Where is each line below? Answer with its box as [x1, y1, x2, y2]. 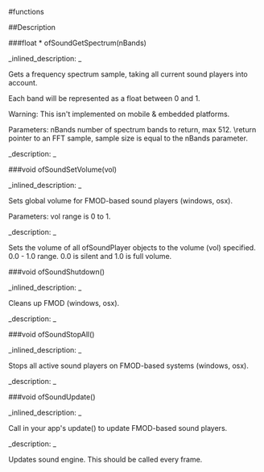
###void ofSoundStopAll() [8, 330, 95, 339]
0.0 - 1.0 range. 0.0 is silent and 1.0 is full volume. [8, 252, 172, 261]
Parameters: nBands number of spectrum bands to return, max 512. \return [8, 125, 257, 134]
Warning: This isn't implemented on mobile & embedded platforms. [8, 109, 230, 119]
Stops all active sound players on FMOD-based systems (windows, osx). [8, 361, 250, 370]
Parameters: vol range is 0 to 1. [8, 211, 111, 221]
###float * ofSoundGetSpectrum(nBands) [8, 38, 147, 48]
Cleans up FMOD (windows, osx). [8, 299, 120, 307]
